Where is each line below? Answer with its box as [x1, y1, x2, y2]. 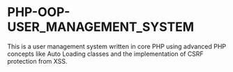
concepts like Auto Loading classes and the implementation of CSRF [7, 50, 204, 58]
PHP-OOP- [7, 4, 70, 20]
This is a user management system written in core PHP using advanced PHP [7, 42, 227, 50]
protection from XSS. [7, 57, 68, 65]
